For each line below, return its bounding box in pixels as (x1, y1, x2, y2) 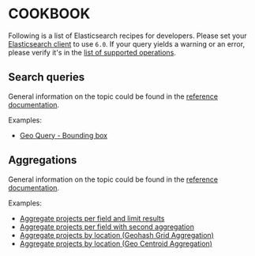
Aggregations (8, 153, 77, 167)
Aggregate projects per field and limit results (19, 213, 165, 223)
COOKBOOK (8, 5, 91, 23)
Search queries (8, 70, 85, 84)
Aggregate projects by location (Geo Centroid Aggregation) (19, 239, 213, 248)
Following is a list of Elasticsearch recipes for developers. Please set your (8, 31, 247, 40)
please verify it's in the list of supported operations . (8, 47, 176, 57)
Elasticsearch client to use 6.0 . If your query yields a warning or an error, (8, 39, 246, 48)
